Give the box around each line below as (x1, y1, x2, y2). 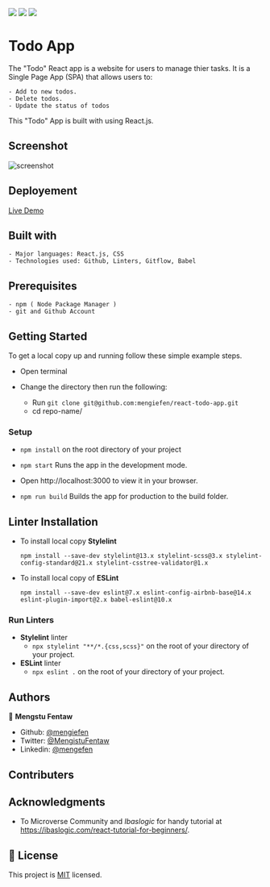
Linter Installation (8, 514, 98, 528)
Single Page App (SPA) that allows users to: (8, 72, 153, 81)
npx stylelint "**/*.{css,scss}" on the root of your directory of (31, 641, 250, 651)
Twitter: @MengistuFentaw (19, 736, 110, 746)
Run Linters (8, 614, 55, 626)
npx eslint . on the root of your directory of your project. (31, 667, 225, 677)
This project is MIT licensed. (8, 870, 102, 880)
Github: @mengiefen (19, 727, 89, 737)
